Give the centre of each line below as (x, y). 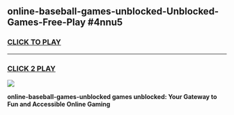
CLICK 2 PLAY (31, 68)
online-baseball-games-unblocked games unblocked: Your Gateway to (112, 96)
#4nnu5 (105, 23)
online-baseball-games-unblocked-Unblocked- (113, 11)
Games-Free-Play (46, 23)
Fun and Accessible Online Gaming (59, 104)
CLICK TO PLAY (34, 43)
